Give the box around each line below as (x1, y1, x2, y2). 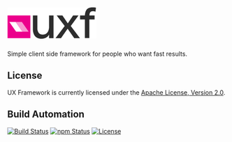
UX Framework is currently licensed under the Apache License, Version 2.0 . (7, 88, 226, 97)
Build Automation (7, 109, 85, 120)
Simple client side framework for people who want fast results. (7, 49, 187, 58)
